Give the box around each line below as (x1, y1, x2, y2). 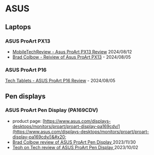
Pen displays (5, 92, 46, 101)
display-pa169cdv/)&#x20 (12, 134, 66, 140)
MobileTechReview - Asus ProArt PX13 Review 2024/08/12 (12, 49, 133, 54)
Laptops (5, 23, 31, 31)
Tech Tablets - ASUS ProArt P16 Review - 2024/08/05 (5, 78, 116, 84)
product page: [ (12, 118, 45, 124)
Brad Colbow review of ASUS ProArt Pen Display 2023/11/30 (12, 139, 136, 145)
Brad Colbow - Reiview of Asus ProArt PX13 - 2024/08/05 (12, 54, 131, 60)
